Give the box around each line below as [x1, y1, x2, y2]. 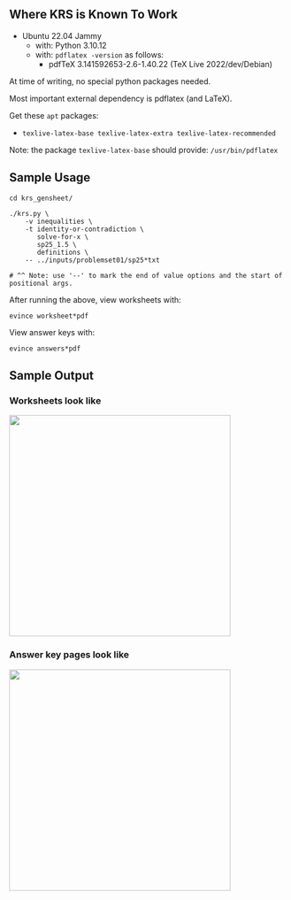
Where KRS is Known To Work [9, 7, 179, 22]
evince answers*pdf [9, 344, 81, 353]
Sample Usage [9, 170, 91, 185]
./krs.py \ [9, 209, 50, 218]
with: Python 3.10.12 [34, 40, 108, 50]
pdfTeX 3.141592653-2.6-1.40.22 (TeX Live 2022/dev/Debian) [48, 58, 272, 69]
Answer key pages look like [9, 649, 130, 661]
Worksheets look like [9, 394, 102, 406]
